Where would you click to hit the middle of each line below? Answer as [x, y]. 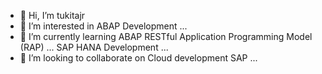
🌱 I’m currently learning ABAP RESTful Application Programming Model [166, 36]
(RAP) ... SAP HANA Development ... [94, 47]
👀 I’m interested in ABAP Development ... [103, 26]
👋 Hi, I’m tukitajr [52, 15]
